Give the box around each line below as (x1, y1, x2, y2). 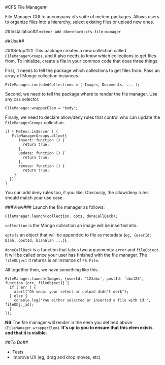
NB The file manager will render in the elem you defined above (5, 320, 132, 325)
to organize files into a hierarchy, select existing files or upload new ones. (5, 19, 154, 25)
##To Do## (5, 339, 29, 345)
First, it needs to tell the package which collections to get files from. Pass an (5, 67, 160, 73)
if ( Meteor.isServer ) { (5, 129, 58, 134)
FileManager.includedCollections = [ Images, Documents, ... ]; (5, 82, 140, 87)
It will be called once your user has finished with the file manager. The (5, 252, 148, 258)
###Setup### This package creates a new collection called (5, 48, 127, 53)
